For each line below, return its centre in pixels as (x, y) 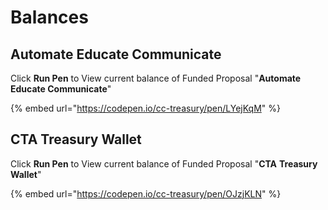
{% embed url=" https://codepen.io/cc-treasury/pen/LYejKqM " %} (146, 108)
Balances (49, 17)
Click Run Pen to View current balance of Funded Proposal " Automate (156, 78)
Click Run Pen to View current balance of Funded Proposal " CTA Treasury (164, 163)
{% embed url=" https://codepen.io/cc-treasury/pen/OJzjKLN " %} (146, 193)
